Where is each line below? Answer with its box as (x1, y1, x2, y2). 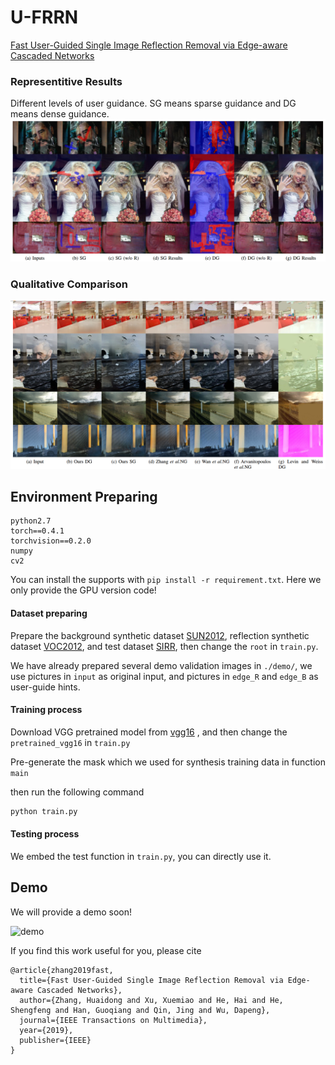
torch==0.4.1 (10, 526, 65, 536)
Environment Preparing (10, 489, 158, 506)
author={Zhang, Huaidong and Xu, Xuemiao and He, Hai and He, (19, 995, 284, 1005)
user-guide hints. (10, 681, 81, 693)
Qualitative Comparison (10, 277, 128, 291)
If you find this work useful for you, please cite (10, 944, 202, 956)
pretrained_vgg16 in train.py (10, 736, 131, 748)
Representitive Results (10, 74, 123, 88)
